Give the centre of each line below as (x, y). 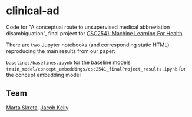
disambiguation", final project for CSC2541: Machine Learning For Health (94, 33)
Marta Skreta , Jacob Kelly (37, 108)
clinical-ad (33, 11)
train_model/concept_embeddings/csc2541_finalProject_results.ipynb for (96, 68)
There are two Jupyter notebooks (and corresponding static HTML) (88, 45)
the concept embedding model (44, 75)
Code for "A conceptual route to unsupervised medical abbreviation (88, 27)
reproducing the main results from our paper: (61, 51)
